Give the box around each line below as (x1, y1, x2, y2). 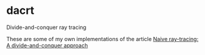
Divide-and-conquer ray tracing (6, 24, 87, 31)
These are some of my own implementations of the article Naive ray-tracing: (6, 35, 199, 42)
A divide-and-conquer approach (6, 42, 88, 49)
